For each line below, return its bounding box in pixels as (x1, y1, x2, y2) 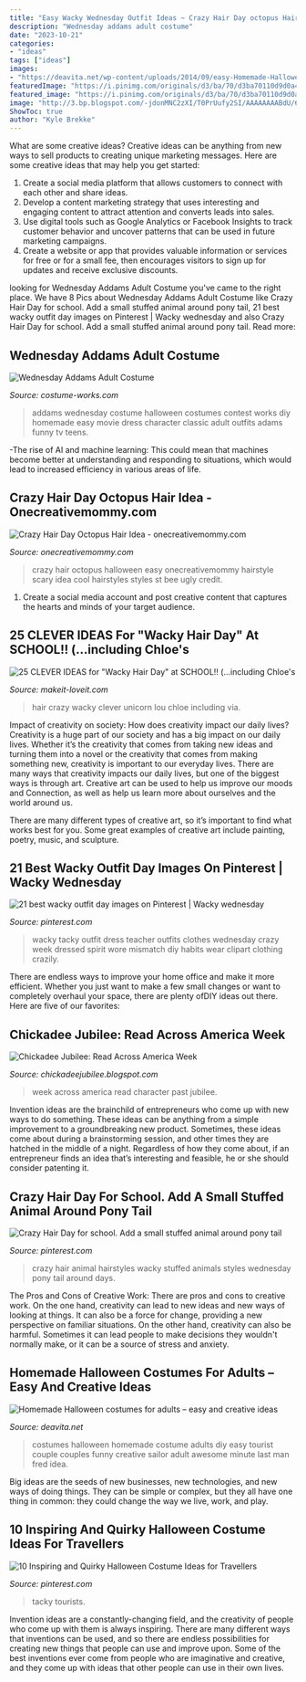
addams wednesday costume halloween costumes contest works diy (31, 407, 291, 418)
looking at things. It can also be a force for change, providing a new (9, 1309, 263, 1320)
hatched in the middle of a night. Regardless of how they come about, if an (9, 1143, 290, 1154)
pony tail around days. (31, 1273, 116, 1283)
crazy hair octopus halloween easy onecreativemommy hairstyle (31, 563, 274, 575)
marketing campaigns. (22, 236, 107, 247)
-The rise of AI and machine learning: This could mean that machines (9, 444, 269, 455)
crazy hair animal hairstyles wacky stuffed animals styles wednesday (31, 1263, 291, 1274)
